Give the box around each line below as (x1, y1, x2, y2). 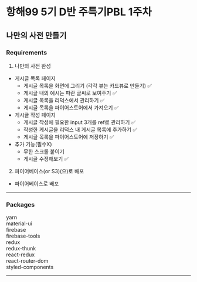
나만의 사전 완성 (14, 62, 51, 69)
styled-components (6, 264, 54, 271)
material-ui (6, 220, 32, 227)
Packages (6, 200, 35, 208)
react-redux (6, 251, 35, 258)
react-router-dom (6, 257, 49, 264)
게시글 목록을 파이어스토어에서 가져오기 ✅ (23, 104, 119, 111)
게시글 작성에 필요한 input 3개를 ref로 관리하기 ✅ (23, 118, 136, 126)
